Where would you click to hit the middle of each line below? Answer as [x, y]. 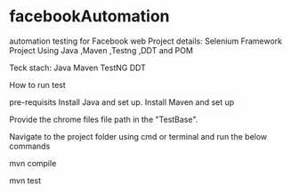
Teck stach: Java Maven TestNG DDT [78, 68]
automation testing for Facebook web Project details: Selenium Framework [146, 41]
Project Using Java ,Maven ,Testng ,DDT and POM [101, 50]
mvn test [25, 181]
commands [30, 146]
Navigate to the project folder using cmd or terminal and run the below [138, 136]
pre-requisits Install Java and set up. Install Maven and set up [122, 102]
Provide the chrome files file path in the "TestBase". [104, 119]
